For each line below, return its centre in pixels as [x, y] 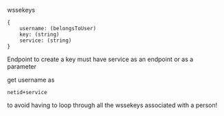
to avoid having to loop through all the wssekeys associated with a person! [112, 105]
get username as [31, 80]
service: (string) [46, 40]
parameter [22, 67]
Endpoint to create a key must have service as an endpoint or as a [100, 59]
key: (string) [39, 34]
